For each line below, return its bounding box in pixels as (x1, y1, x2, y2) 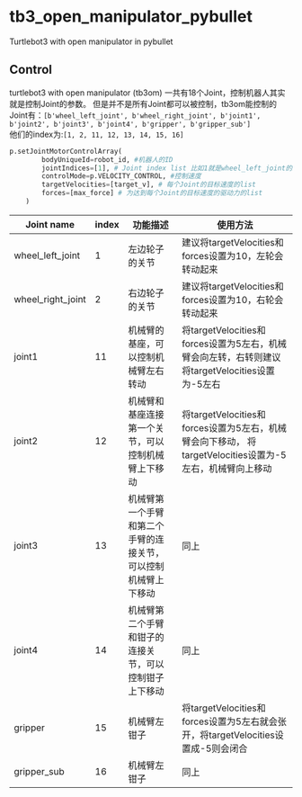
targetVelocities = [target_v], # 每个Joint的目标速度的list (41, 180, 256, 190)
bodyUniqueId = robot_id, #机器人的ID (41, 155, 173, 164)
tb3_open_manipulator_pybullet (9, 6, 253, 27)
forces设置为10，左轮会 (182, 249, 284, 262)
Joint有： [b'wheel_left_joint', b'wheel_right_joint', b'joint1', (9, 110, 262, 121)
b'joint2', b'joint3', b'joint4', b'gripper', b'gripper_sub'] (9, 120, 252, 129)
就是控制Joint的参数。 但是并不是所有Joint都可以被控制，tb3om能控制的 (9, 98, 277, 109)
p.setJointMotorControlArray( (9, 147, 123, 156)
